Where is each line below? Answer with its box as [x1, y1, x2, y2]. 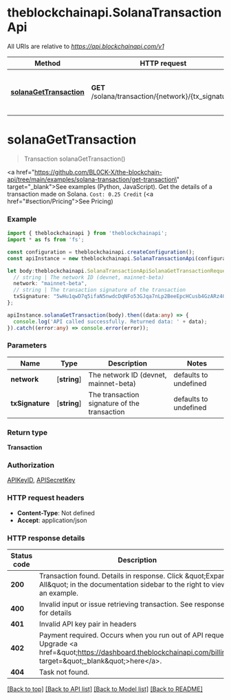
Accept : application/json [16, 516, 87, 524]
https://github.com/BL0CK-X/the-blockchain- [34, 168, 163, 176]
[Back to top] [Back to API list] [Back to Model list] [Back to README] [7, 685, 203, 693]
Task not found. [38, 668, 89, 677]
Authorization [7, 460, 55, 470]
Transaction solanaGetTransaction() [23, 155, 126, 163]
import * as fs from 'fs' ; [7, 236, 85, 243]
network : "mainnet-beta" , [13, 280, 88, 287]
